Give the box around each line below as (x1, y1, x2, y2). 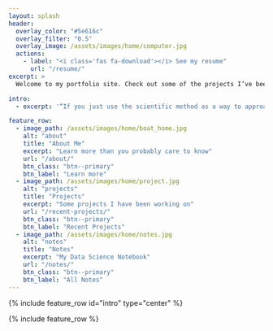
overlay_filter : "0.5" (15, 34, 93, 43)
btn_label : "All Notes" (23, 276, 104, 284)
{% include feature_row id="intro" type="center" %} (8, 298, 184, 307)
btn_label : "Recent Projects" (23, 223, 126, 231)
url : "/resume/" (29, 65, 85, 73)
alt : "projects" (23, 185, 79, 194)
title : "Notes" (23, 246, 75, 254)
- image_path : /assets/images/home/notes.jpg (15, 230, 173, 238)
